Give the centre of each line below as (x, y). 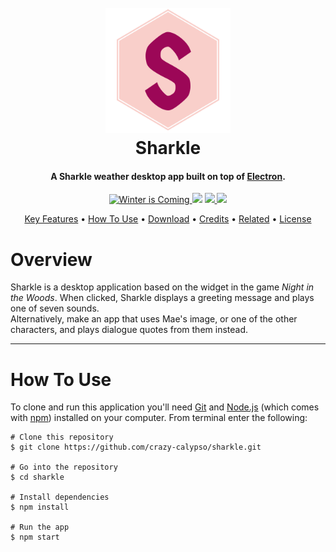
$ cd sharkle (37, 477)
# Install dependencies (60, 497)
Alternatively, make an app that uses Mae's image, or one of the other (154, 319)
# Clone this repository (62, 437)
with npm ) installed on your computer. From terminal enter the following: (159, 418)
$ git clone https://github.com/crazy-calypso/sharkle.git (136, 447)
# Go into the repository (64, 467)
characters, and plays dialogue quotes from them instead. (129, 330)
